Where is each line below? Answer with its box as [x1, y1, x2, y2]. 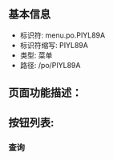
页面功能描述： [8, 86, 83, 100]
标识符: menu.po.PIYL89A [19, 30, 106, 40]
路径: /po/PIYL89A [19, 60, 81, 70]
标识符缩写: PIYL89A [19, 40, 88, 50]
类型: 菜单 [19, 50, 53, 60]
